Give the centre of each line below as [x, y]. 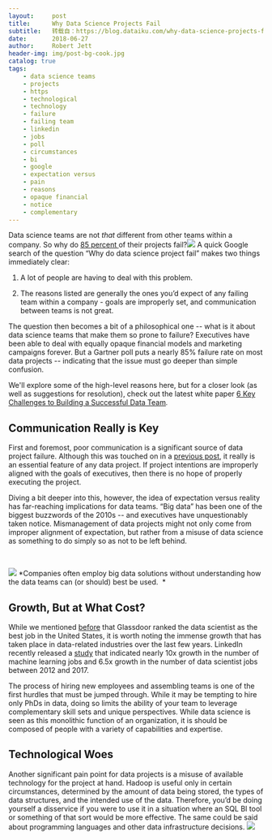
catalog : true [32, 62]
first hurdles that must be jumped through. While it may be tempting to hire [133, 694]
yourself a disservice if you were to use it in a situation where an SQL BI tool [135, 808]
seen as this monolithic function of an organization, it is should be [118, 720]
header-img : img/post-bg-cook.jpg [67, 54]
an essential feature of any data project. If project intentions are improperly [134, 465]
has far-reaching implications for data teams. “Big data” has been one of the [136, 506]
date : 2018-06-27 [49, 39]
